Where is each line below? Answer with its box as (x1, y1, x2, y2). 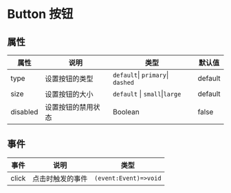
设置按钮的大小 (44, 90, 93, 99)
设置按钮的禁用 (44, 103, 93, 112)
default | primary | (112, 70, 169, 79)
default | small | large (112, 89, 181, 99)
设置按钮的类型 (44, 74, 93, 83)
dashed (112, 79, 135, 86)
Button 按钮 (7, 6, 74, 22)
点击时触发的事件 (32, 174, 88, 183)
